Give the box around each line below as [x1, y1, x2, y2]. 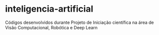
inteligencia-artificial [5, 3, 93, 15]
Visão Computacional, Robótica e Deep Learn [5, 24, 98, 30]
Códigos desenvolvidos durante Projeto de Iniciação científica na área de [5, 19, 154, 25]
